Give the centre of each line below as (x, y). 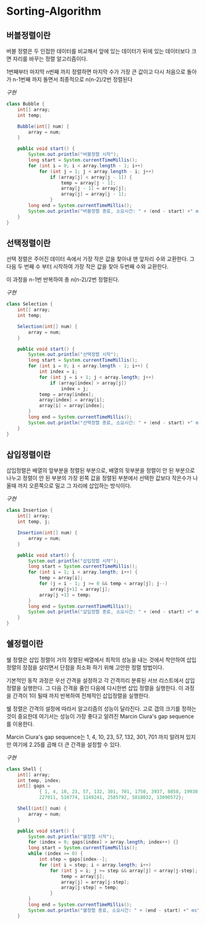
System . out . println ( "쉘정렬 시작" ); (71, 836)
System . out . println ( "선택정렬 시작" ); (74, 355)
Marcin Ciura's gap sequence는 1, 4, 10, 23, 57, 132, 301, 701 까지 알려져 (95, 737)
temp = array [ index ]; (67, 394)
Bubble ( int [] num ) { (43, 126)
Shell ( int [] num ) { (42, 809)
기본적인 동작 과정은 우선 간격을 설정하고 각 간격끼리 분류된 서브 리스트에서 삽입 (101, 680)
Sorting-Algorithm (54, 11)
